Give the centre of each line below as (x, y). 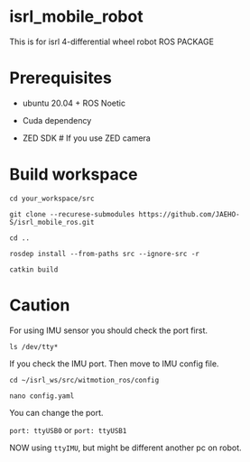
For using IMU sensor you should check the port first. (109, 330)
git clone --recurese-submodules (72, 214)
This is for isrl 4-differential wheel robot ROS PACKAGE (112, 42)
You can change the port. (56, 412)
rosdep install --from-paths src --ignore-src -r (105, 254)
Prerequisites (61, 78)
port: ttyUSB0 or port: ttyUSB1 (68, 430)
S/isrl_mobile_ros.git (52, 222)
